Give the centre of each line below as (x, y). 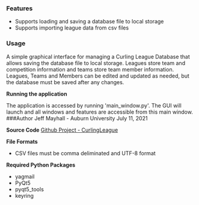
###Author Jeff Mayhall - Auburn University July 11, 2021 (77, 118)
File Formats (22, 141)
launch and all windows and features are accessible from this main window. (100, 112)
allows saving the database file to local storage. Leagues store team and (96, 63)
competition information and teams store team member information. (90, 69)
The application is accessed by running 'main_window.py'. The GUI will (94, 105)
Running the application (37, 94)
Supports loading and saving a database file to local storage (89, 22)
